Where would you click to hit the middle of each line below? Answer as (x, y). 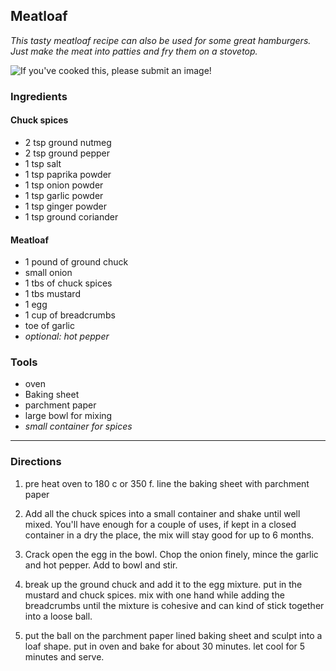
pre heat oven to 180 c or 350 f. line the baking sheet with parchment (167, 483)
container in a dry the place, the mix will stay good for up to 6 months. (169, 535)
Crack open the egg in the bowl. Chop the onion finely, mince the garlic (171, 554)
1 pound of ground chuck (76, 262)
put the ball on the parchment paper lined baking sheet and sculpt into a (173, 635)
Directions (36, 462)
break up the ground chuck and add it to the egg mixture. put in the (163, 584)
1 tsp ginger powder (65, 206)
